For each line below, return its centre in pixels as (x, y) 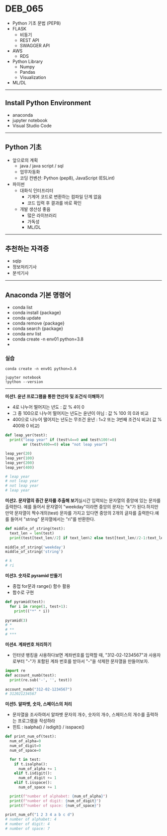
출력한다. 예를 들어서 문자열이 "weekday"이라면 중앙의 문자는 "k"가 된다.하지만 (82, 507)
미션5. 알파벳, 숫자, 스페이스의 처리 (39, 704)
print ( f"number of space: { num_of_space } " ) (55, 806)
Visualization (33, 77)
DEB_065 (24, 9)
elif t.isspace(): (33, 783)
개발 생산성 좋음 (35, 209)
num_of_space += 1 (37, 787)
